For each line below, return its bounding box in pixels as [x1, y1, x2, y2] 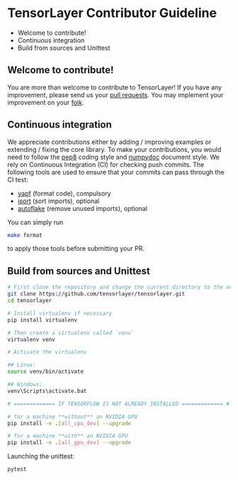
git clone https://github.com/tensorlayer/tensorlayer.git [7, 290, 186, 298]
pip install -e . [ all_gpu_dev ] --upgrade [7, 439, 132, 447]
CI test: [7, 175, 28, 184]
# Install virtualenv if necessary [7, 310, 113, 317]
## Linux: [7, 361, 37, 369]
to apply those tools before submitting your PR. [7, 244, 145, 253]
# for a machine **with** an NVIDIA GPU [7, 432, 129, 440]
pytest [7, 466, 27, 473]
